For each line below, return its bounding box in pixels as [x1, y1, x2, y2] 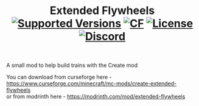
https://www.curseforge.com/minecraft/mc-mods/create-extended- [6, 80, 177, 87]
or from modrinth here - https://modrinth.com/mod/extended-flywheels [6, 93, 186, 100]
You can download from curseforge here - [6, 73, 112, 80]
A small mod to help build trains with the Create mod [6, 62, 138, 69]
